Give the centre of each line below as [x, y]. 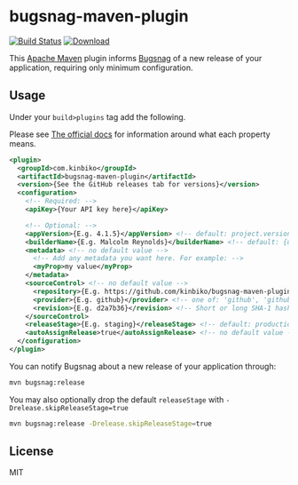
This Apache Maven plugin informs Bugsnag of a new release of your [136, 58]
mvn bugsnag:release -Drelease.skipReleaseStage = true [111, 424]
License [31, 452]
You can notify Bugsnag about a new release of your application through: [143, 366]
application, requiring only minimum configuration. [101, 68]
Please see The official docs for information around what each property [140, 134]
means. [23, 143]
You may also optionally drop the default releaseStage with [117, 399]
